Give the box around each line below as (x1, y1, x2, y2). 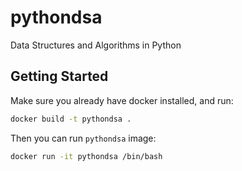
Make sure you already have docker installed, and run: (10, 94, 234, 106)
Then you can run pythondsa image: (10, 132, 157, 144)
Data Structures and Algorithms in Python (10, 39, 182, 51)
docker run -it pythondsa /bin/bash (10, 151, 163, 161)
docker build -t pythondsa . (10, 114, 132, 124)
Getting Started (10, 68, 109, 85)
